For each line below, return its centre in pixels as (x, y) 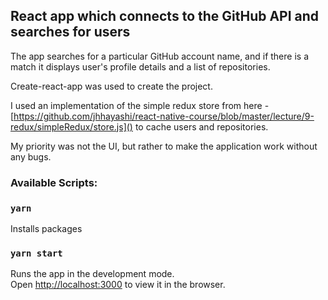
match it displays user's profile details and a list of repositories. (140, 66)
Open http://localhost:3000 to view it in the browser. (118, 285)
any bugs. (31, 156)
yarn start (36, 253)
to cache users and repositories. (201, 126)
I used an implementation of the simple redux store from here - (140, 105)
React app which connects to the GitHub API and (165, 16)
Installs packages (46, 229)
